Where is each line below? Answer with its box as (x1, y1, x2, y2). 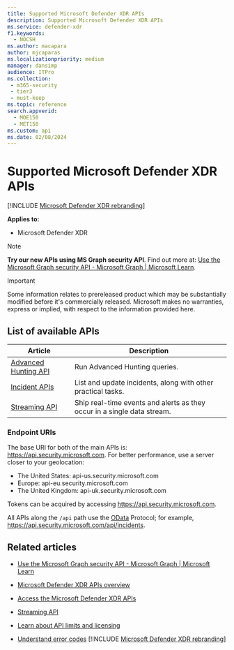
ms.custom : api (7, 127, 52, 134)
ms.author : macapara (7, 43, 68, 50)
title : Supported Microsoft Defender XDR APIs (7, 10, 145, 17)
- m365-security (10, 82, 58, 89)
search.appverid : (7, 108, 58, 115)
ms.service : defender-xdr (7, 23, 82, 30)
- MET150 (13, 120, 39, 128)
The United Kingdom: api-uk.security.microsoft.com (17, 487, 167, 495)
